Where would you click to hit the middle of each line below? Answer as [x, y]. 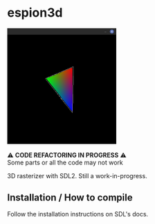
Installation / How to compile [70, 197]
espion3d [35, 13]
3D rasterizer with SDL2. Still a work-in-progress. [77, 175]
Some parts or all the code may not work [65, 162]
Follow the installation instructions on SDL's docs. [78, 214]
